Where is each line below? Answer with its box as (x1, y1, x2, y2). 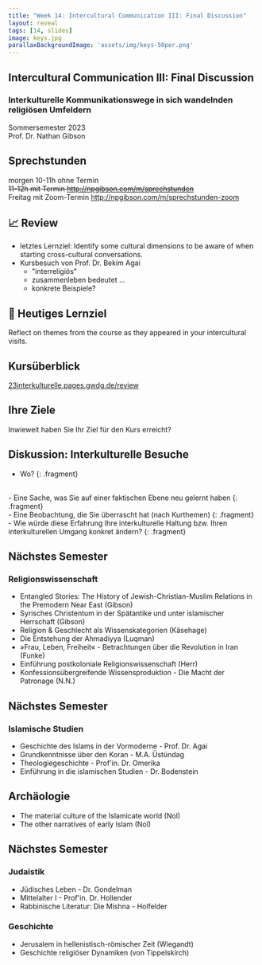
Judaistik (8, 866, 45, 877)
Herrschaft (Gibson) (19, 617, 86, 627)
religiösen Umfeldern (8, 104, 91, 115)
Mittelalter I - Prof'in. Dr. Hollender (19, 893, 133, 902)
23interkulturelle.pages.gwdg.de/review (8, 381, 139, 390)
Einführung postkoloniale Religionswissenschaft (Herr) (19, 659, 198, 669)
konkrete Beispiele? (31, 283, 96, 293)
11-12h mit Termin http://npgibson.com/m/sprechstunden (8, 184, 195, 193)
